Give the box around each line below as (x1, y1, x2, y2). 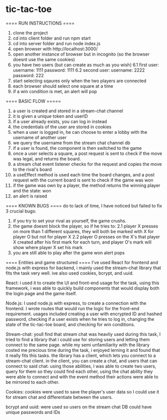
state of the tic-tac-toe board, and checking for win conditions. (5, 321, 135, 327)
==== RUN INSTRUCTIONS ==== (5, 20, 75, 26)
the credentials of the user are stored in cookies (12, 124, 112, 130)
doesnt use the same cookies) (12, 56, 75, 62)
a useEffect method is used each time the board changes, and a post (12, 171, 155, 177)
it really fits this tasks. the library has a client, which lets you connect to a (5, 352, 156, 358)
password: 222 (12, 72, 44, 78)
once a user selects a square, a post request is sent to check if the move (12, 150, 163, 156)
